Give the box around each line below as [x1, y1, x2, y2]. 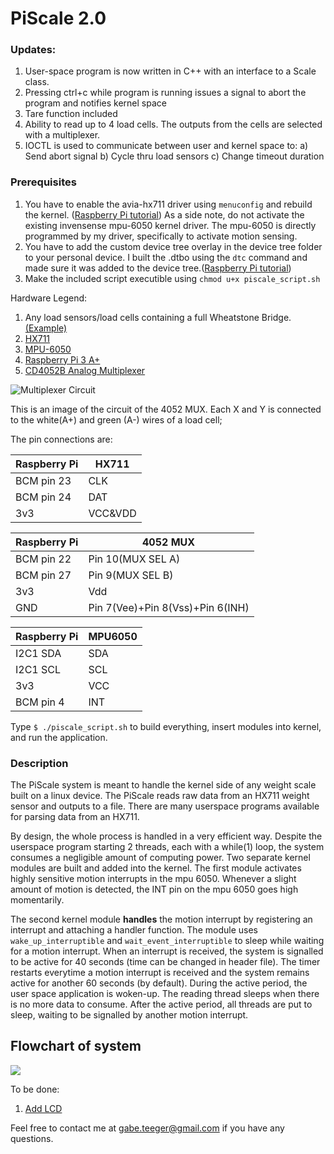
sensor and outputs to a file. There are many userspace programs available [10, 800, 320, 812]
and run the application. [10, 731, 108, 743]
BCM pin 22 [15, 552, 72, 566]
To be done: [10, 1083, 60, 1095]
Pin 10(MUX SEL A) [88, 552, 181, 566]
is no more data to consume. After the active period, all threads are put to [10, 998, 313, 1011]
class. [24, 76, 50, 88]
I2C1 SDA [15, 646, 62, 660]
